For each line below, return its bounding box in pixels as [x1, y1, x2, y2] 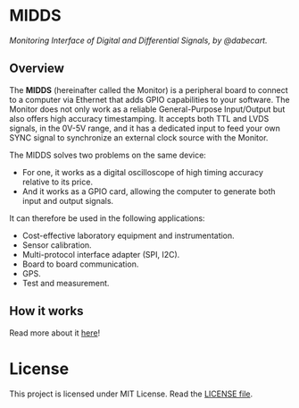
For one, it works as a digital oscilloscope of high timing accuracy [21, 166, 263, 177]
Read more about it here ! [9, 327, 101, 338]
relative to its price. [21, 176, 94, 187]
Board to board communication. [21, 259, 139, 269]
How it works [9, 303, 84, 319]
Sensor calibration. [21, 239, 92, 251]
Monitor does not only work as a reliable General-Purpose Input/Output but [9, 104, 286, 115]
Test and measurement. [21, 277, 110, 288]
